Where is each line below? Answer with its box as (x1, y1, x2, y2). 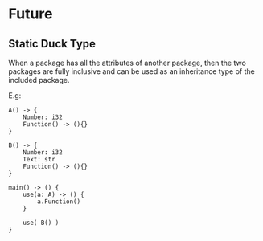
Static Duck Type (8, 37, 97, 51)
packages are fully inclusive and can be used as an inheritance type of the (8, 67, 255, 76)
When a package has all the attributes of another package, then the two (8, 58, 247, 67)
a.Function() (37, 198, 81, 206)
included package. (8, 76, 70, 84)
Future (8, 5, 54, 23)
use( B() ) (23, 219, 60, 227)
